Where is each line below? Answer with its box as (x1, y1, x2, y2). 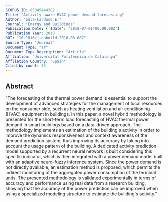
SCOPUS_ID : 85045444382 (5, 7, 55, 13)
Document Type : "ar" (5, 45, 49, 50)
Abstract (5, 82, 34, 90)
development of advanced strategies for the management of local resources (5, 100, 163, 106)
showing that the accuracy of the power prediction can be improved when (5, 185, 158, 191)
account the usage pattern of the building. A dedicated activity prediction (5, 143, 157, 149)
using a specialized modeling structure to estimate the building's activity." (5, 191, 157, 197)
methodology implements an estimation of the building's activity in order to (5, 127, 160, 133)
